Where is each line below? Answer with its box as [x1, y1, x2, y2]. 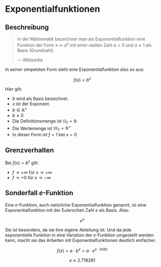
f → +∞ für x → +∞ [12, 169, 52, 175]
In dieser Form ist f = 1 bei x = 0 [12, 132, 77, 138]
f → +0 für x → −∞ [12, 175, 51, 180]
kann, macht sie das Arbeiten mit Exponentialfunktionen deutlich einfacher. [5, 237, 157, 243]
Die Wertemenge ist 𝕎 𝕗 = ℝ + [12, 124, 71, 132]
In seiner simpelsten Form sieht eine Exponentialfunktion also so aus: [5, 66, 144, 72]
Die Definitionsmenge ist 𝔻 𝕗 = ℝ [12, 118, 77, 125]
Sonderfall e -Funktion [5, 189, 73, 197]
